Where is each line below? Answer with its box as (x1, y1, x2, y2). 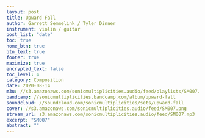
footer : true (6, 54, 40, 60)
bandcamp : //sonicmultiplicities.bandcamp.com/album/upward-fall (6, 94, 176, 100)
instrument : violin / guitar (6, 26, 81, 32)
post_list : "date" (6, 32, 53, 38)
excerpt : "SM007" (6, 117, 51, 123)
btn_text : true (6, 49, 45, 55)
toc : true (6, 37, 32, 43)
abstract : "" (6, 123, 40, 129)
